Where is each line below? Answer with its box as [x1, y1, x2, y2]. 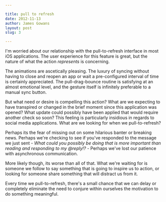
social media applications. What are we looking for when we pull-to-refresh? [5, 120, 161, 126]
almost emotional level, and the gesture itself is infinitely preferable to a [5, 84, 151, 90]
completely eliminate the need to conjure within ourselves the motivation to [5, 186, 159, 192]
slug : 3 [5, 30, 21, 35]
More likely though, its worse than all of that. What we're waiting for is [5, 160, 148, 166]
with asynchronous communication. [5, 151, 78, 157]
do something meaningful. [5, 191, 58, 197]
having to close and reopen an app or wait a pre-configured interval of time [5, 73, 159, 79]
